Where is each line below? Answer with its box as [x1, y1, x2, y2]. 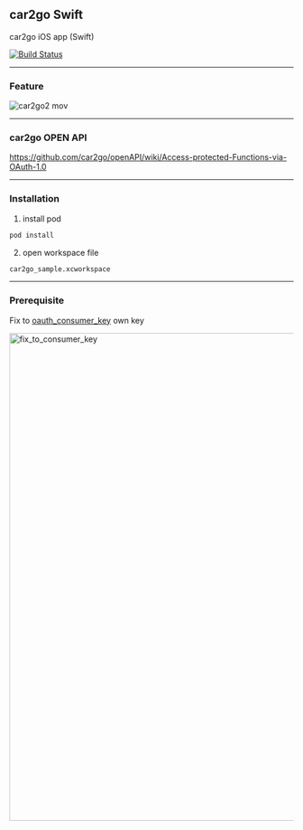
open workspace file [22, 247, 99, 258]
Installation [9, 193, 60, 205]
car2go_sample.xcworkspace [9, 264, 111, 274]
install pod [22, 212, 61, 224]
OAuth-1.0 [9, 162, 47, 173]
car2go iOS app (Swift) [9, 31, 95, 42]
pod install [9, 231, 54, 240]
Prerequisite [9, 294, 65, 307]
